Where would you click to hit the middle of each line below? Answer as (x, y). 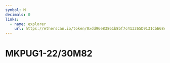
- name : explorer (28, 24)
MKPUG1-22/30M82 (49, 54)
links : (12, 19)
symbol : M (16, 10)
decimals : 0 (18, 15)
